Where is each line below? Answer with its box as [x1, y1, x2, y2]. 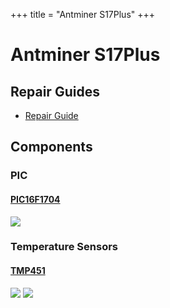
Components [10, 139, 93, 156]
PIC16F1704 [10, 193, 61, 205]
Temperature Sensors [10, 240, 119, 254]
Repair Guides [10, 83, 100, 100]
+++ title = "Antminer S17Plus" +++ [10, 9, 156, 20]
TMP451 [10, 265, 46, 277]
